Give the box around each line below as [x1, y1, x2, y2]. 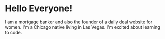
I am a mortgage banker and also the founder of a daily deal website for [5, 19, 153, 25]
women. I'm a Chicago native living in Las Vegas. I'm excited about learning [5, 24, 161, 30]
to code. [5, 29, 22, 35]
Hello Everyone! [5, 3, 73, 14]
